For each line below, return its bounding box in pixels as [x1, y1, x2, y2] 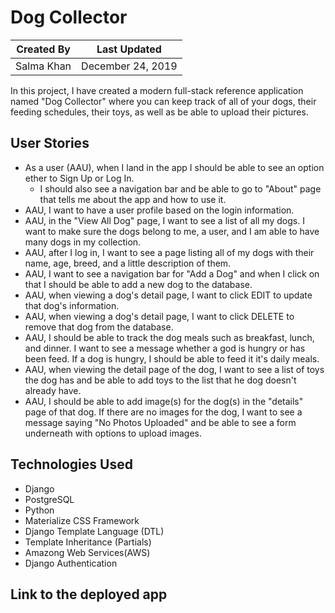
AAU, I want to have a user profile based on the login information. [24, 204, 295, 216]
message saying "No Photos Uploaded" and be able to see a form [24, 416, 297, 428]
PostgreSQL [24, 493, 75, 505]
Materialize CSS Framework [24, 514, 140, 526]
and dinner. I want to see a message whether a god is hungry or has [24, 342, 306, 354]
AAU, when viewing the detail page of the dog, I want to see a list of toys [24, 363, 325, 375]
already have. [24, 384, 82, 396]
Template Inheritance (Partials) [24, 536, 152, 548]
